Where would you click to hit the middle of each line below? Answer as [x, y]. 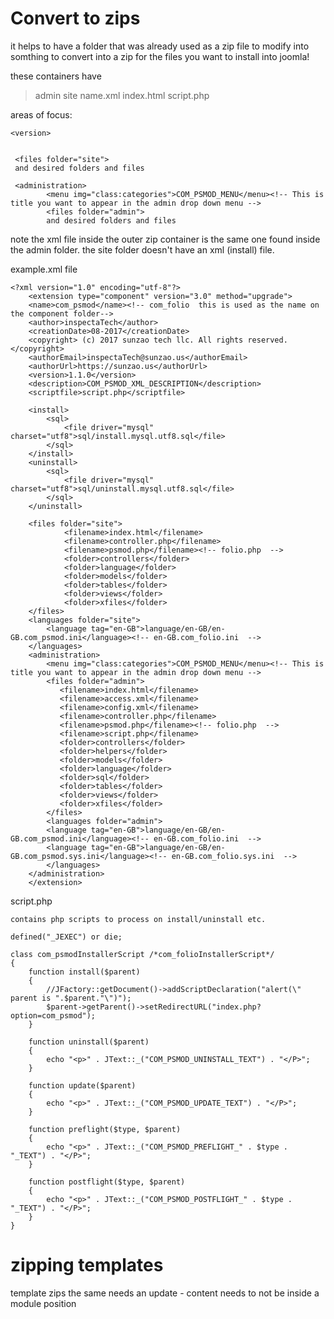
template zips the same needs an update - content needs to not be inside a [165, 1293]
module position [43, 1303]
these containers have [56, 76]
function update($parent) [82, 1085]
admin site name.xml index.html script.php [122, 95]
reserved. [267, 340]
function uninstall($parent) [89, 1042]
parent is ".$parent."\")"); [71, 998]
